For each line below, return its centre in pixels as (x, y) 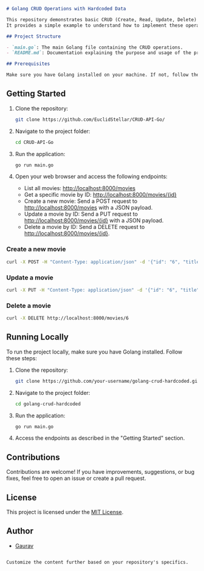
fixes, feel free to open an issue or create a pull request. (76, 478)
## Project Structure (34, 36)
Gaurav (24, 545)
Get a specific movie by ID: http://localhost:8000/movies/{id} (100, 195)
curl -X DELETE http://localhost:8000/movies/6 (68, 318)
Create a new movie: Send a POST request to (81, 201)
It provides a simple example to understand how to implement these (95, 25)
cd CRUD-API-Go (34, 142)
